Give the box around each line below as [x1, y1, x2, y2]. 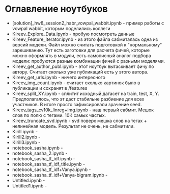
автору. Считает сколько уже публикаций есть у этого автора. [12, 68, 149, 75]
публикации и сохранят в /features [12, 85, 88, 91]
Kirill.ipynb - [12, 128, 38, 134]
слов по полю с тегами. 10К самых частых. [12, 112, 106, 118]
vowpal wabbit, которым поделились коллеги [12, 25, 110, 31]
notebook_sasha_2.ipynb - [12, 150, 68, 156]
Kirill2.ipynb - [12, 134, 41, 140]
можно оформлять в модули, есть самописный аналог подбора [12, 52, 151, 59]
